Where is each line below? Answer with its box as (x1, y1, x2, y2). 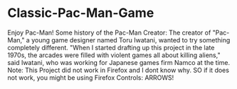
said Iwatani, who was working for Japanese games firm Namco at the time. (7, 58, 230, 66)
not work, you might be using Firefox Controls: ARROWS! (7, 73, 174, 82)
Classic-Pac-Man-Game (7, 5, 154, 21)
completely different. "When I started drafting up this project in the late (7, 43, 215, 52)
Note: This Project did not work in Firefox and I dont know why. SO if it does (7, 66, 230, 74)
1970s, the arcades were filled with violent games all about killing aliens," (7, 51, 221, 59)
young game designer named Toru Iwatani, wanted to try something (31, 35, 231, 44)
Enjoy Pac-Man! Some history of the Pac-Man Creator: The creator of (7, 28, 211, 37)
